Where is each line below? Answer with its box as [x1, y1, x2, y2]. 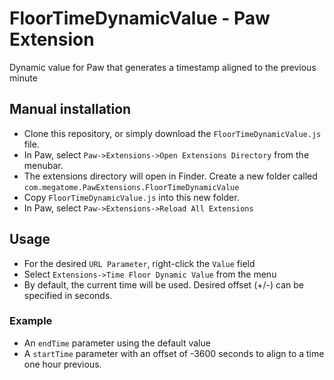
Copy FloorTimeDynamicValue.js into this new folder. [23, 191, 240, 203]
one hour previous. [23, 358, 102, 370]
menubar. [23, 159, 64, 171]
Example [9, 314, 53, 328]
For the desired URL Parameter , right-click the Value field [23, 257, 256, 269]
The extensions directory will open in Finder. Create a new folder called [23, 170, 318, 182]
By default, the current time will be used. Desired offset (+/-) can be [23, 278, 304, 291]
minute [9, 72, 38, 84]
